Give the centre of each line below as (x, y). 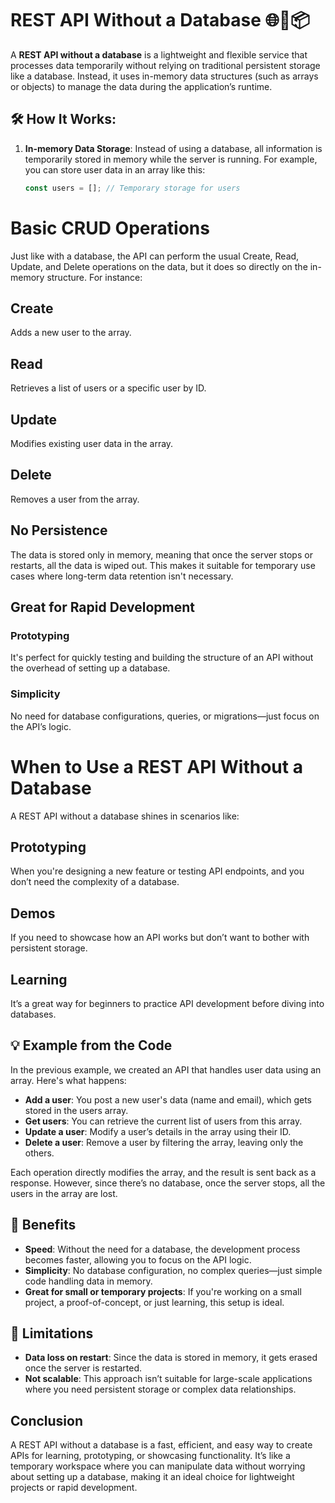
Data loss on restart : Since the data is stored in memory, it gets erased (171, 1358)
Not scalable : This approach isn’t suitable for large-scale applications (168, 1379)
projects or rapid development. (74, 1488)
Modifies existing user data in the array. (92, 443)
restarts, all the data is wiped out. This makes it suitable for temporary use (163, 565)
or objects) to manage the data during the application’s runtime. (141, 86)
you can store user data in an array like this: (115, 169)
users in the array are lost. (64, 1193)
